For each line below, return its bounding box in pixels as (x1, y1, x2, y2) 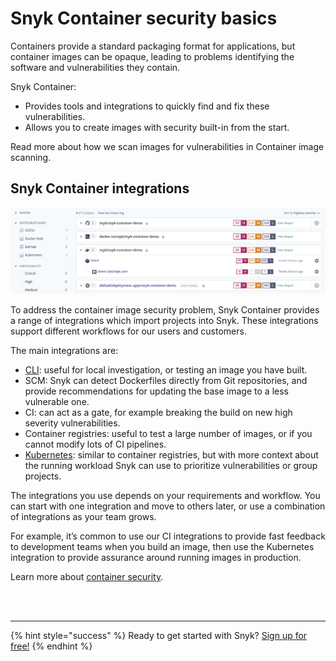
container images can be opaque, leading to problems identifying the (10, 50, 295, 62)
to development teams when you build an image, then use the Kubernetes (10, 541, 315, 553)
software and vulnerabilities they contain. (10, 61, 181, 73)
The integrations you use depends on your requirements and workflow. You (10, 490, 321, 502)
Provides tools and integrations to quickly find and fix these (24, 100, 270, 112)
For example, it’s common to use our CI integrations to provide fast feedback (10, 530, 326, 542)
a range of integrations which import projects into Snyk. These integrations (10, 315, 319, 327)
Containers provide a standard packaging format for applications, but (10, 40, 296, 52)
